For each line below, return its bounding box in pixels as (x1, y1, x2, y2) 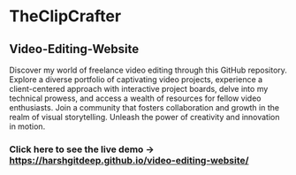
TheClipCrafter (9, 6, 122, 27)
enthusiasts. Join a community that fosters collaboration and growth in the (9, 103, 280, 112)
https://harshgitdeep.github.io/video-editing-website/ (9, 154, 249, 166)
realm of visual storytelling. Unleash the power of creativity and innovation (9, 112, 280, 122)
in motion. (9, 121, 46, 132)
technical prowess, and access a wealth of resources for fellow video (9, 93, 262, 103)
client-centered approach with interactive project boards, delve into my (9, 84, 269, 94)
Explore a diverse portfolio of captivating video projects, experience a (9, 74, 263, 85)
